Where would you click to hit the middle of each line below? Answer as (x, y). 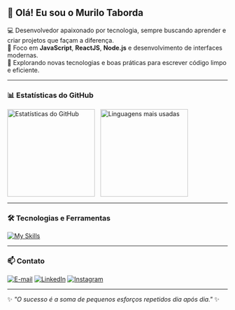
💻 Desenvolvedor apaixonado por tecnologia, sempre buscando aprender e (117, 30)
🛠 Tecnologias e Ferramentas (59, 218)
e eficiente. (23, 70)
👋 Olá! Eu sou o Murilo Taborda (76, 13)
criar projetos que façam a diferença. (60, 40)
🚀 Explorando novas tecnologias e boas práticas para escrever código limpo (117, 62)
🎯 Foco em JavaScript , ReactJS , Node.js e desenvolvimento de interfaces (115, 48)
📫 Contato (26, 261)
